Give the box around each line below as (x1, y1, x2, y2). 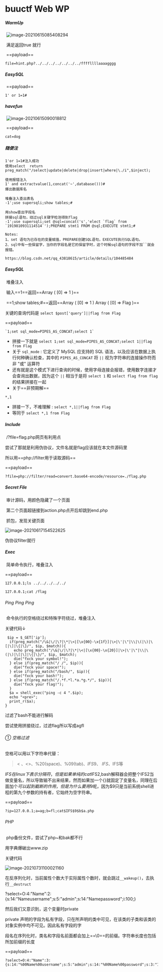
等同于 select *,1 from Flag (12, 410, 70, 416)
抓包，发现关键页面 (6, 517, 45, 523)
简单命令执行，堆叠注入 (6, 562, 53, 567)
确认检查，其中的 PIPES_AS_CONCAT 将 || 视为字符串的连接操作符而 (25, 355, 156, 360)
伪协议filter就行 (5, 537, 36, 543)
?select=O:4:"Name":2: (5, 890, 52, 897)
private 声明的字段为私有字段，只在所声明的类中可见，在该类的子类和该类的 (5, 916, 156, 922)
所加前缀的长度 (5, 938, 35, 944)
